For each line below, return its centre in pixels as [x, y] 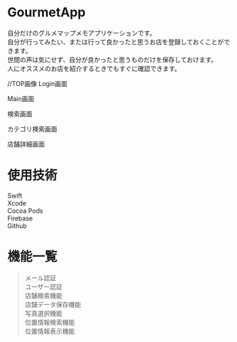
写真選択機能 [43, 313]
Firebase [20, 218]
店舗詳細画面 [26, 144]
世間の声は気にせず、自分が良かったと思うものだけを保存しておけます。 [112, 59]
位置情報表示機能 [50, 331]
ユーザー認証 [43, 287]
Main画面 [21, 98]
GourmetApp [46, 12]
